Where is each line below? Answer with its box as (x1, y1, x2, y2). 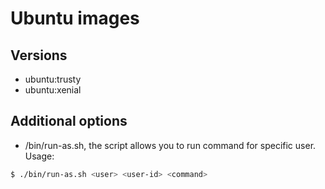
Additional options (10, 113, 128, 130)
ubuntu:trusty (24, 73, 82, 85)
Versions (10, 47, 68, 64)
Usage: (24, 150, 55, 162)
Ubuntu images (10, 7, 140, 30)
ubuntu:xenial (24, 84, 82, 96)
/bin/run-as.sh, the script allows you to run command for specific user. (24, 139, 317, 151)
